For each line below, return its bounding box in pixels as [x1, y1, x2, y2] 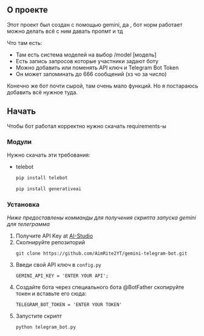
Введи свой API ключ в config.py [15, 261, 102, 268]
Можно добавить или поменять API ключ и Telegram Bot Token [15, 64, 179, 71]
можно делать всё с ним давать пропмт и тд [7, 27, 123, 35]
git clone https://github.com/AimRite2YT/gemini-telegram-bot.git [15, 250, 188, 256]
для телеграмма [7, 220, 50, 227]
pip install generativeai [15, 185, 81, 192]
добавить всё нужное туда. [7, 88, 78, 96]
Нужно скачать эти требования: [7, 151, 90, 159]
